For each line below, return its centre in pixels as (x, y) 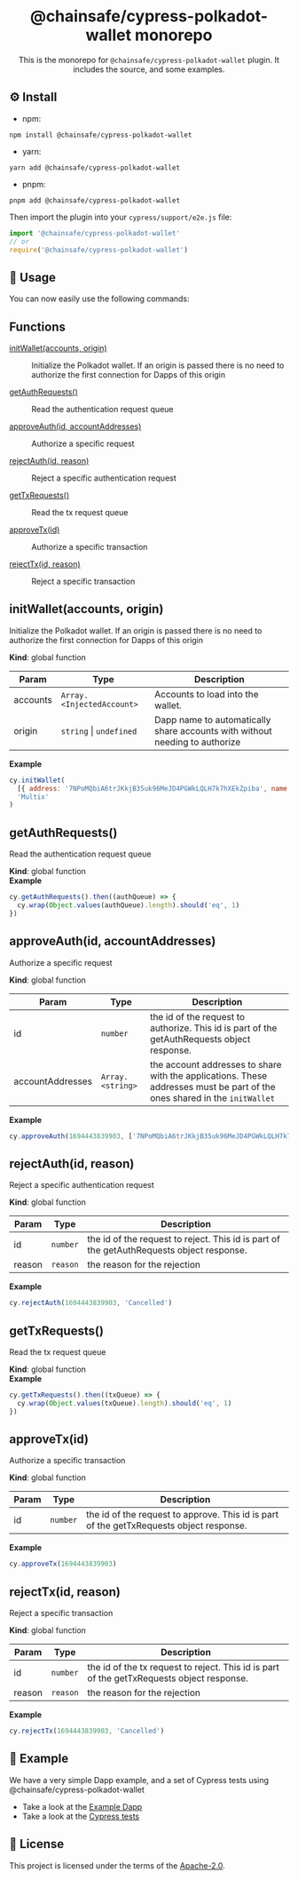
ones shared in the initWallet (212, 1097)
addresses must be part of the (212, 1087)
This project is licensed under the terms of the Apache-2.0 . (118, 1865)
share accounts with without (213, 730)
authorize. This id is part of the (213, 1028)
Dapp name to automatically (212, 720)
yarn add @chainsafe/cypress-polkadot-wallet (94, 167)
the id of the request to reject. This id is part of (184, 1239)
